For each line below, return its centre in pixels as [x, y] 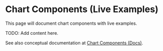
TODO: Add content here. [32, 33]
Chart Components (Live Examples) [82, 9]
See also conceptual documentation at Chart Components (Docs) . [74, 43]
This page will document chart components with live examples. [71, 23]
